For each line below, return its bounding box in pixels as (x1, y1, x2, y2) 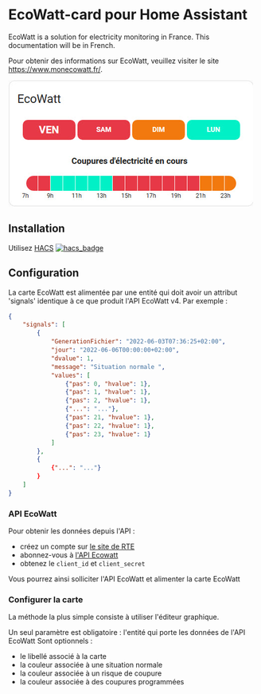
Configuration (8, 266, 80, 280)
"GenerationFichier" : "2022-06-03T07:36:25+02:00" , (50, 338, 226, 346)
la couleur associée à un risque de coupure (19, 668, 162, 678)
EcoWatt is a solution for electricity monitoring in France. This (8, 32, 210, 42)
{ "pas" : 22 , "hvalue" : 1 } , (64, 422, 155, 430)
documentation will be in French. (8, 40, 115, 50)
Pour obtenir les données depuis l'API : (8, 526, 135, 536)
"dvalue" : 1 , (50, 354, 94, 363)
